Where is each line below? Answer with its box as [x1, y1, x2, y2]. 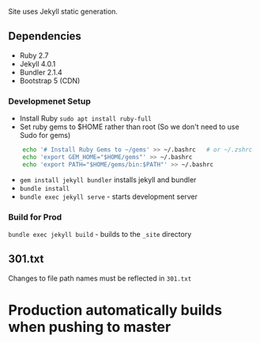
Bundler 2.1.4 [19, 67, 62, 77]
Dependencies [8, 29, 81, 43]
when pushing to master [8, 318, 171, 336]
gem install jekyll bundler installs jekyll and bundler [19, 174, 197, 185]
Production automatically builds [8, 301, 223, 319]
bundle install [19, 185, 70, 192]
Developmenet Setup [8, 95, 91, 106]
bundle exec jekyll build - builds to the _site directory [8, 230, 192, 239]
